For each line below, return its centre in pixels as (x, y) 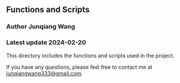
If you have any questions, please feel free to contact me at (79, 67)
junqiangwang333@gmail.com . (45, 73)
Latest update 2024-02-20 (46, 43)
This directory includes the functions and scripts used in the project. (90, 55)
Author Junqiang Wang (41, 27)
